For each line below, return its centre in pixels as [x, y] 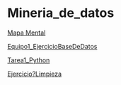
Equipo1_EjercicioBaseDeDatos [52, 46]
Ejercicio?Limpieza [35, 74]
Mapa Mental [27, 33]
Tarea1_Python [29, 60]
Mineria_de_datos [61, 13]
